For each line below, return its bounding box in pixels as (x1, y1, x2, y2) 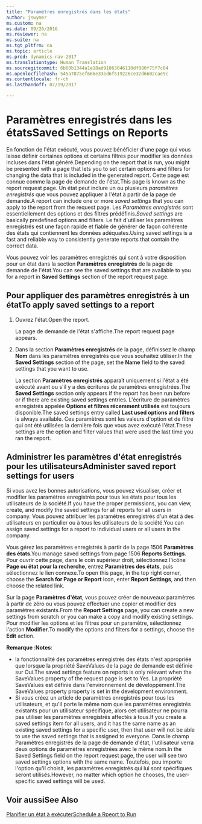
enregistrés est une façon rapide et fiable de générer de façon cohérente (6, 223, 188, 230)
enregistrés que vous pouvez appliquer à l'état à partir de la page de (6, 191, 177, 198)
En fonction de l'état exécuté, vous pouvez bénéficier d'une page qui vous (6, 145, 191, 153)
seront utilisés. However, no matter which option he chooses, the (14, 771, 175, 778)
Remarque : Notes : (6, 644, 52, 651)
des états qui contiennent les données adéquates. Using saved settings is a (6, 229, 192, 236)
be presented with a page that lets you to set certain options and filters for (6, 165, 191, 172)
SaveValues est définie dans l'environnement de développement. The (14, 681, 186, 688)
